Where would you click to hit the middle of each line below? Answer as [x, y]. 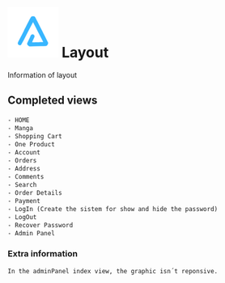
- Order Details [35, 192]
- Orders [22, 160]
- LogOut [22, 217]
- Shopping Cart [35, 136]
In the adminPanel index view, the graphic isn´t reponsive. [113, 272]
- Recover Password [40, 225]
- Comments [26, 176]
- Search [22, 184]
